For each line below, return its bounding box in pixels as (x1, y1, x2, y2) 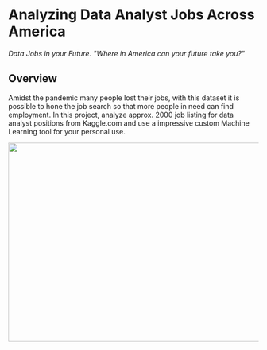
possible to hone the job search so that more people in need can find (8, 101, 234, 111)
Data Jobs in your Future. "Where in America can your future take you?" (8, 49, 245, 58)
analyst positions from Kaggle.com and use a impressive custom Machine (8, 118, 250, 128)
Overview (8, 72, 58, 85)
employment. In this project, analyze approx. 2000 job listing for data (8, 110, 234, 119)
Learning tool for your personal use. (8, 126, 126, 136)
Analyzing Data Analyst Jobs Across (8, 6, 255, 24)
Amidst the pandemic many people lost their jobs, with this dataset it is (8, 93, 240, 103)
